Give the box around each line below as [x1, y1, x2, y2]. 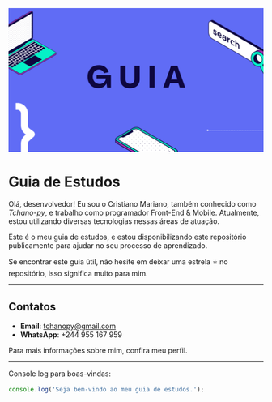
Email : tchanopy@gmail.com [19, 321, 116, 331]
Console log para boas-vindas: [8, 369, 112, 378]
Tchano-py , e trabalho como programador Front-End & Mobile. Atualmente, [8, 207, 260, 218]
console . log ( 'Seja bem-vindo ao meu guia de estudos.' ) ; [8, 386, 205, 394]
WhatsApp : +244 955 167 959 [19, 330, 123, 340]
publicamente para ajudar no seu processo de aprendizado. [8, 241, 208, 250]
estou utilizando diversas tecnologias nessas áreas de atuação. [8, 216, 220, 226]
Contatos [8, 300, 57, 314]
